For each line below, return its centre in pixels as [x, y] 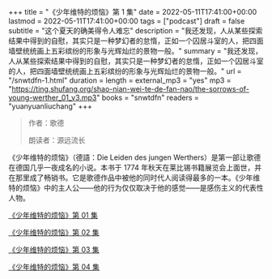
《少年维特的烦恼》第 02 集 [54, 232]
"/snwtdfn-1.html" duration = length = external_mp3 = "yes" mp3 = [120, 80]
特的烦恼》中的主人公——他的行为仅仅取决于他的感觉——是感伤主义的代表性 [136, 188]
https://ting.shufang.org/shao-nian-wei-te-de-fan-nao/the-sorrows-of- [130, 89]
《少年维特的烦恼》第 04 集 [54, 267]
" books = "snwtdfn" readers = [148, 97]
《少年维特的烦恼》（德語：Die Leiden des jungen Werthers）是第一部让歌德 [135, 157]
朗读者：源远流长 [57, 140]
